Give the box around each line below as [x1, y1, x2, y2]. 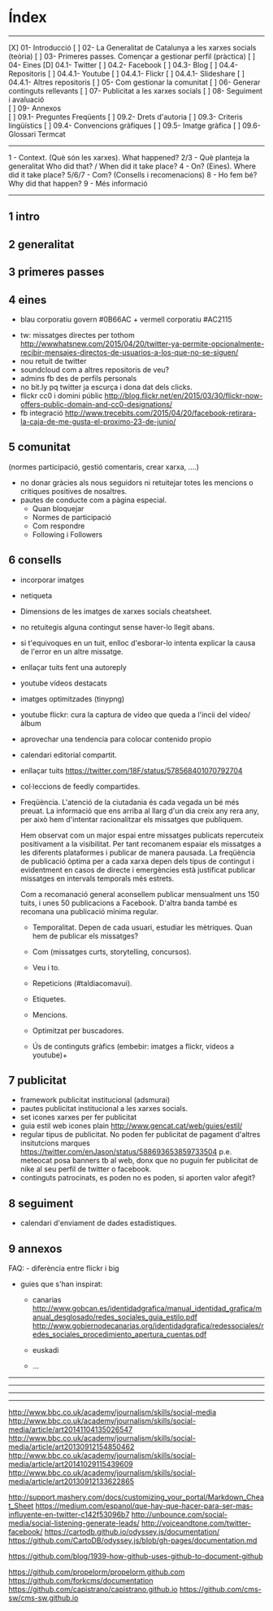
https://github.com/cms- [179, 1584, 262, 1594]
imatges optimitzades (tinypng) [19, 694, 125, 703]
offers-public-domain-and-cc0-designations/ [19, 399, 173, 409]
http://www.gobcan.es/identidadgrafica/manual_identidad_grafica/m [32, 1303, 262, 1313]
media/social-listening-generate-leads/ [8, 1518, 140, 1528]
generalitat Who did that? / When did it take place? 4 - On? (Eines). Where [8, 161, 256, 171]
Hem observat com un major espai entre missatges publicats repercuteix [19, 830, 264, 840]
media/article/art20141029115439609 [8, 1459, 133, 1469]
